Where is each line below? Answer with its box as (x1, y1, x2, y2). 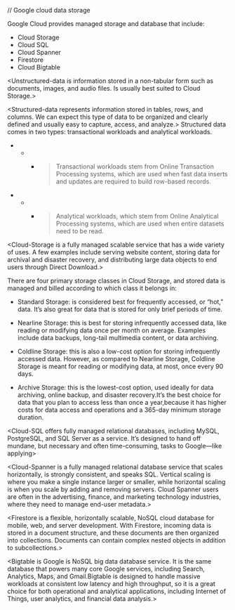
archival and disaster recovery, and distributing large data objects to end (7, 256, 217, 264)
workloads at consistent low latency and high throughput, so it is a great (7, 580, 216, 588)
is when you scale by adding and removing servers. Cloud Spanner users (7, 485, 219, 493)
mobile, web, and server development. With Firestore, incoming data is (7, 521, 212, 529)
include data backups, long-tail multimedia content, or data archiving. (17, 334, 219, 342)
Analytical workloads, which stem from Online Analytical (55, 212, 219, 220)
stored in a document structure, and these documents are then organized (7, 528, 220, 537)
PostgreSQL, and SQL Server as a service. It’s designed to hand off (7, 434, 201, 442)
